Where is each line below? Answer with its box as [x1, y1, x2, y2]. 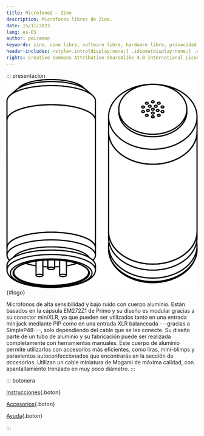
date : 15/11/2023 [6, 22, 50, 29]
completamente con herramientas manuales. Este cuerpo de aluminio [6, 339, 180, 347]
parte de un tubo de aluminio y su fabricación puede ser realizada [6, 333, 171, 340]
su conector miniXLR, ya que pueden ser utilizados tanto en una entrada [6, 313, 187, 321]
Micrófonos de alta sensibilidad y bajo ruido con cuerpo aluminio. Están [6, 301, 185, 308]
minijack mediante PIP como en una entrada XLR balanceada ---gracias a [6, 320, 190, 327]
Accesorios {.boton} [6, 401, 56, 408]
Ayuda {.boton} [6, 412, 43, 420]
